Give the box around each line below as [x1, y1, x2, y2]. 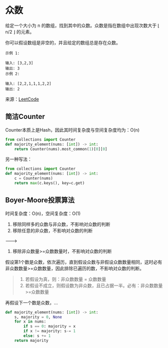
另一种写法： [5, 156, 32, 163]
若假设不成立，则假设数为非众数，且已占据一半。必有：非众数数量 [25, 282, 163, 289]
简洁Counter [5, 112, 46, 121]
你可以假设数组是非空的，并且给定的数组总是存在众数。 [5, 39, 120, 46]
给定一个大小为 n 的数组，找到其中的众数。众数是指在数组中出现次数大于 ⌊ [5, 22, 160, 28]
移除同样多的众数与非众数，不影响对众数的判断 [12, 221, 110, 227]
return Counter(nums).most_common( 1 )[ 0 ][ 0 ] [14, 146, 108, 151]
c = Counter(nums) [14, 176, 53, 181]
